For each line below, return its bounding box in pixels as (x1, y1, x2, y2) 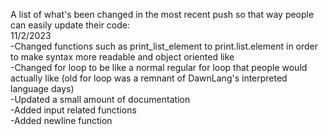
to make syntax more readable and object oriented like (10, 51, 235, 63)
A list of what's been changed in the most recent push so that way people (10, 9, 315, 20)
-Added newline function (10, 115, 113, 126)
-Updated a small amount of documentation (10, 94, 191, 105)
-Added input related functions (10, 104, 137, 116)
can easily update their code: (10, 19, 131, 31)
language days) (10, 83, 75, 94)
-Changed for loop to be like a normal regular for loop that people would (10, 62, 308, 73)
